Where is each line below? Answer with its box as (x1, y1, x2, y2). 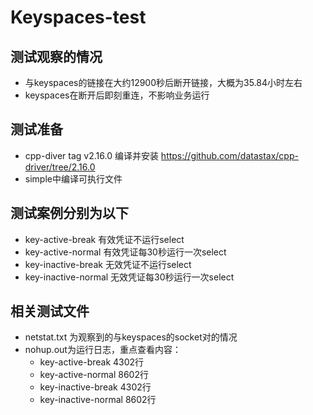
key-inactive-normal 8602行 (39, 394, 157, 406)
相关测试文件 (10, 303, 90, 320)
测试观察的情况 (10, 48, 103, 65)
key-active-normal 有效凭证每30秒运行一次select (24, 246, 227, 258)
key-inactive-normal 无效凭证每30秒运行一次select (24, 271, 235, 283)
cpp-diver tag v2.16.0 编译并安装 (24, 149, 159, 161)
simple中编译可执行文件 (24, 172, 123, 185)
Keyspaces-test (10, 6, 147, 29)
